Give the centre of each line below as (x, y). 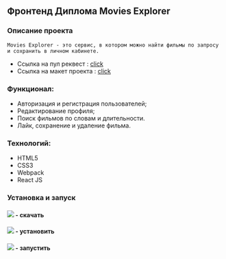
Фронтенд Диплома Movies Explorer (89, 11)
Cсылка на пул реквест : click (60, 64)
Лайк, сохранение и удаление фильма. (74, 125)
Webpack (30, 173)
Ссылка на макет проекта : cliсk (64, 71)
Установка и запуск (41, 198)
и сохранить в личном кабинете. (53, 51)
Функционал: (31, 88)
